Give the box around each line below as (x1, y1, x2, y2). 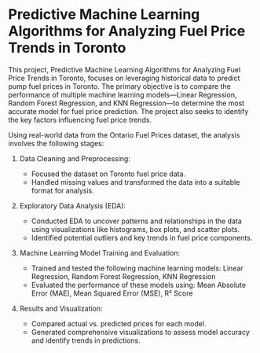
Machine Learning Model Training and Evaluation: (19, 248, 181, 257)
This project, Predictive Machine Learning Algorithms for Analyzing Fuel (8, 64, 241, 74)
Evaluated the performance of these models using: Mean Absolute (31, 280, 246, 289)
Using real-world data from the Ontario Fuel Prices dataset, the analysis (8, 130, 240, 139)
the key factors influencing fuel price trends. (8, 115, 152, 124)
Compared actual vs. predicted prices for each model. (31, 318, 207, 328)
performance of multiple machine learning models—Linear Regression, (8, 90, 237, 99)
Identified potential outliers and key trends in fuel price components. (31, 233, 253, 242)
